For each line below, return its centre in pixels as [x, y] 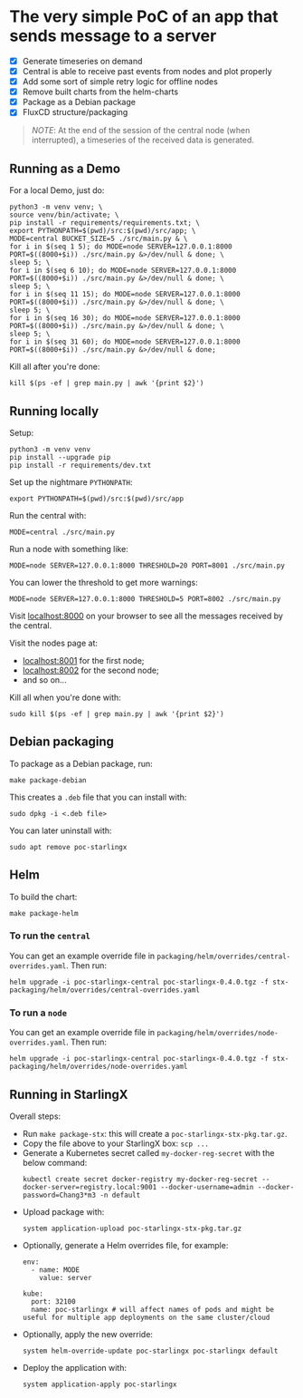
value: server [66, 1277]
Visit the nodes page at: [53, 643]
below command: [55, 1162]
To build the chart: [43, 897]
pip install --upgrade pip [60, 457]
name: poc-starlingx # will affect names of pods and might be [152, 1309]
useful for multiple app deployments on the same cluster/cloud [146, 1317]
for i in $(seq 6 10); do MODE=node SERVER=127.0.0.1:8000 [123, 271]
